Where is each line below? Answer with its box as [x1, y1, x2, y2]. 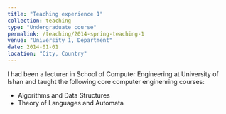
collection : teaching [7, 17, 72, 24]
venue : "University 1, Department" [7, 37, 113, 44]
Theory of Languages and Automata [17, 98, 124, 107]
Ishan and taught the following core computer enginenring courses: [7, 77, 205, 85]
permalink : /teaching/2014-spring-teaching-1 [7, 30, 144, 38]
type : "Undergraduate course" [7, 24, 97, 31]
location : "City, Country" [7, 51, 87, 58]
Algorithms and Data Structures [17, 90, 110, 100]
